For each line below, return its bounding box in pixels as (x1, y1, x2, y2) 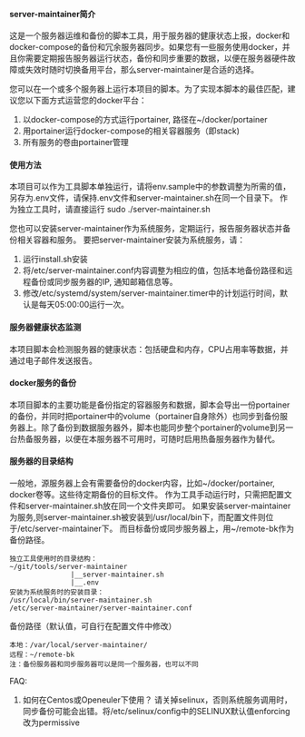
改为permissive (22, 717, 80, 728)
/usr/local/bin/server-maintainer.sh (9, 595, 152, 605)
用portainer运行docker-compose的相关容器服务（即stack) (22, 125, 241, 136)
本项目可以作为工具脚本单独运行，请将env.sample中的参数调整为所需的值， (9, 182, 291, 192)
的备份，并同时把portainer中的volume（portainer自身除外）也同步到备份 (9, 410, 280, 421)
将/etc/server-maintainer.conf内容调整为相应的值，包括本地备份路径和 (22, 265, 285, 276)
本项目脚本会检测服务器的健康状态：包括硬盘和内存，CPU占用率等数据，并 (9, 343, 289, 354)
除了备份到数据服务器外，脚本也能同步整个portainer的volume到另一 (40, 422, 294, 433)
